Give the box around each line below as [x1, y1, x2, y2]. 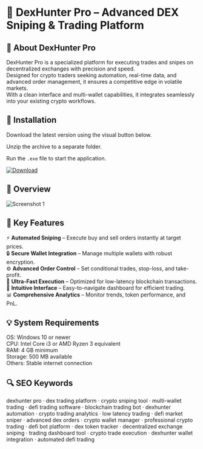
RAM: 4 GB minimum [6, 346, 58, 354]
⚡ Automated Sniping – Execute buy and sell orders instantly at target [6, 234, 181, 242]
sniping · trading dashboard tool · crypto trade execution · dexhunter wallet [6, 430, 193, 437]
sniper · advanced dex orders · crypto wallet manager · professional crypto [6, 416, 193, 424]
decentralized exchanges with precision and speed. [6, 65, 135, 72]
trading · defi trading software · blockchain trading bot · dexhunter [6, 403, 171, 411]
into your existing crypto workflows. [6, 97, 96, 105]
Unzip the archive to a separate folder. [6, 143, 102, 150]
